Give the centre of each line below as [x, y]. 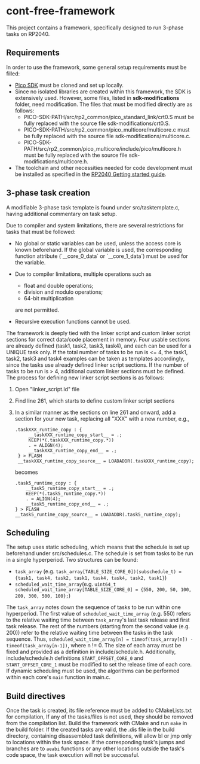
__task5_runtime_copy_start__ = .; [70, 488]
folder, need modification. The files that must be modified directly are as [104, 104]
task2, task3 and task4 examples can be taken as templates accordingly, [96, 358]
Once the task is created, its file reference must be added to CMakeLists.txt [99, 711]
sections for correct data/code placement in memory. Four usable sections [98, 339]
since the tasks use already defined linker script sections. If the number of [98, 365]
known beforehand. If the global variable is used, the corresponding [98, 249]
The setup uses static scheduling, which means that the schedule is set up [98, 547]
